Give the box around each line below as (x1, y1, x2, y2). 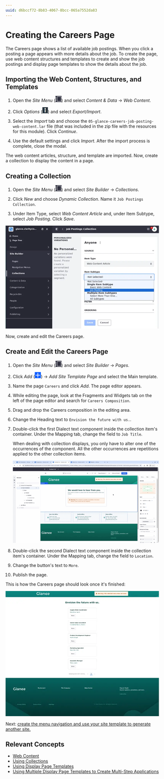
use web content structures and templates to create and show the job (5, 56, 145, 62)
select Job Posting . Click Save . (12, 216, 75, 222)
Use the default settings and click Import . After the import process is (12, 138, 150, 144)
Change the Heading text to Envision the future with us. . (12, 417, 132, 422)
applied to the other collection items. (12, 451, 87, 456)
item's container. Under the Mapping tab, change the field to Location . (12, 553, 154, 559)
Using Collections (12, 758, 48, 764)
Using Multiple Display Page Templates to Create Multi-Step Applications (12, 769, 159, 775)
